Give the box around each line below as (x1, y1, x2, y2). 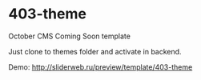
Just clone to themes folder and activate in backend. (8, 46, 182, 56)
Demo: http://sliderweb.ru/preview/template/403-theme (8, 62, 193, 72)
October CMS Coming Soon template (8, 31, 131, 41)
